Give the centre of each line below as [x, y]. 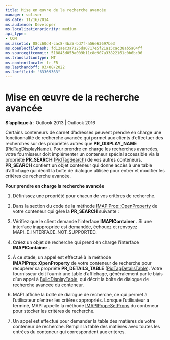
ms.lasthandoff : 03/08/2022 [35, 67]
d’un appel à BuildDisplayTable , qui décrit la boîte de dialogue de [81, 279]
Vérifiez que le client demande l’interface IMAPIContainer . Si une [82, 221]
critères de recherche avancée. [38, 176]
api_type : [16, 34]
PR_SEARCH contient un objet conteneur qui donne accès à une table [79, 165]
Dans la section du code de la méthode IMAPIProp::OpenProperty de [85, 206]
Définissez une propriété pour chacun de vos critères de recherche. [84, 196]
